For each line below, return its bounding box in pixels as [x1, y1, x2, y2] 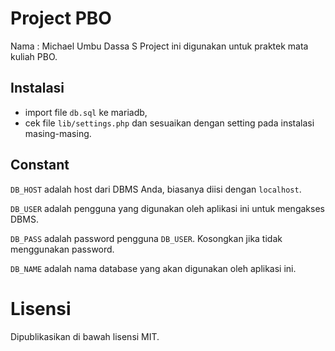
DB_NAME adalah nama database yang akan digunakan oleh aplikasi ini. [10, 262, 297, 274]
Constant [10, 157, 70, 174]
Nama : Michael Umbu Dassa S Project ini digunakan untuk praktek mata [10, 40, 309, 52]
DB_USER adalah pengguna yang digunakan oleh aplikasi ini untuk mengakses [10, 202, 325, 214]
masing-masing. [24, 127, 92, 139]
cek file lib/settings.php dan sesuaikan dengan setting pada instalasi [24, 117, 315, 129]
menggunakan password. [10, 243, 115, 255]
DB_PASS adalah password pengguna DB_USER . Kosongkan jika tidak [10, 232, 283, 244]
